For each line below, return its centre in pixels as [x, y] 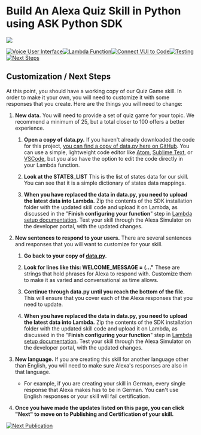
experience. [30, 128]
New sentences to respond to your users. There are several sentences [103, 238]
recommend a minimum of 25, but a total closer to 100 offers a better [100, 121]
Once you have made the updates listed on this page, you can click [99, 408]
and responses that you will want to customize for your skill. [89, 244]
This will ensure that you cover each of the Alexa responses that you [108, 298]
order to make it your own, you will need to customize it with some [88, 97]
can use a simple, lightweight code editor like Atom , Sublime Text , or [108, 152]
